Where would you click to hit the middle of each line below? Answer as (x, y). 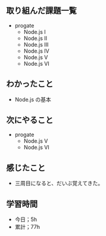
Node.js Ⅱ (35, 38)
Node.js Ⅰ (35, 32)
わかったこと (30, 84)
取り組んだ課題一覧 (41, 11)
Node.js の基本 (33, 99)
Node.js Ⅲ (36, 44)
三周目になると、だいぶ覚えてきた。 (59, 183)
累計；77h (27, 227)
